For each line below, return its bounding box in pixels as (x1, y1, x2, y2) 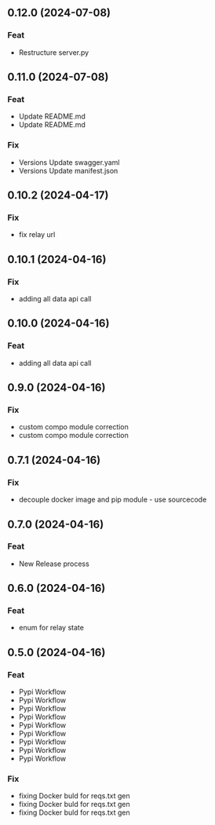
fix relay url (18, 230, 56, 239)
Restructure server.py (18, 47, 89, 57)
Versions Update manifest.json (18, 166, 118, 175)
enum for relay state (18, 623, 84, 633)
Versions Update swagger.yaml (18, 157, 120, 167)
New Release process (18, 559, 89, 568)
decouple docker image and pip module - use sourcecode (18, 495, 207, 505)
